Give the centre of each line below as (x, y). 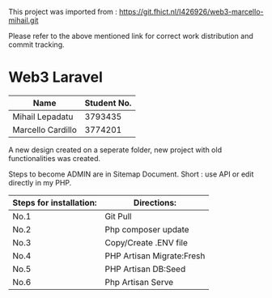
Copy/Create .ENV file (146, 242)
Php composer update (147, 229)
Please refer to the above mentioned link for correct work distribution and (131, 36)
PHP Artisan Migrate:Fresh (155, 256)
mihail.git (23, 20)
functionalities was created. (55, 158)
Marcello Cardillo (45, 130)
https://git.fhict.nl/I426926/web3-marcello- (191, 12)
